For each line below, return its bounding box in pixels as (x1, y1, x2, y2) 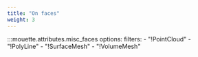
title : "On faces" (7, 9, 60, 17)
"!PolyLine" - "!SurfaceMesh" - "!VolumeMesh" (7, 42, 141, 50)
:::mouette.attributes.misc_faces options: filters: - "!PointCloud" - (7, 35, 191, 43)
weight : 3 (7, 16, 36, 23)
